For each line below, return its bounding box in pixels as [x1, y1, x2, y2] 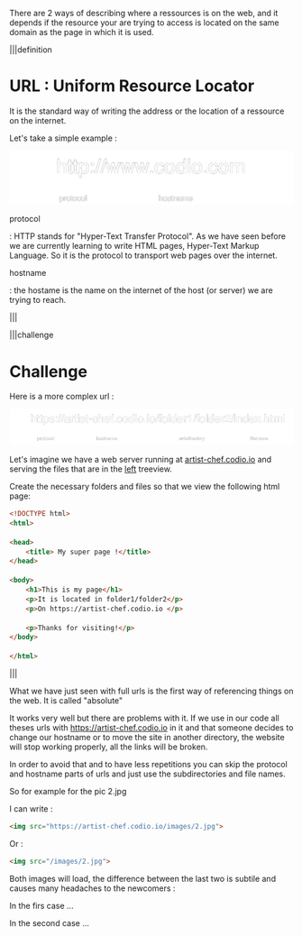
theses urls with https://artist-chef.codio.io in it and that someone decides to [9, 722, 294, 733]
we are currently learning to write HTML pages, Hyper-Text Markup [9, 241, 260, 252]
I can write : [9, 803, 53, 814]
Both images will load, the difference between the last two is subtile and [9, 873, 277, 884]
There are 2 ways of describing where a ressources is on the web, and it [9, 8, 279, 18]
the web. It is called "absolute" [9, 695, 124, 706]
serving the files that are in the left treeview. [9, 463, 173, 474]
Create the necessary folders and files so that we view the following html [9, 482, 280, 492]
